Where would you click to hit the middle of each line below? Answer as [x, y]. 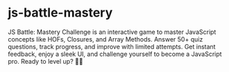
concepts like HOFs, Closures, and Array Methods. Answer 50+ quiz [105, 39]
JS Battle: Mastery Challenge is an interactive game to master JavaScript [112, 32]
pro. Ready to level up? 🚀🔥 [45, 61]
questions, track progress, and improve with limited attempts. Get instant [112, 46]
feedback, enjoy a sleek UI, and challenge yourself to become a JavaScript [115, 54]
